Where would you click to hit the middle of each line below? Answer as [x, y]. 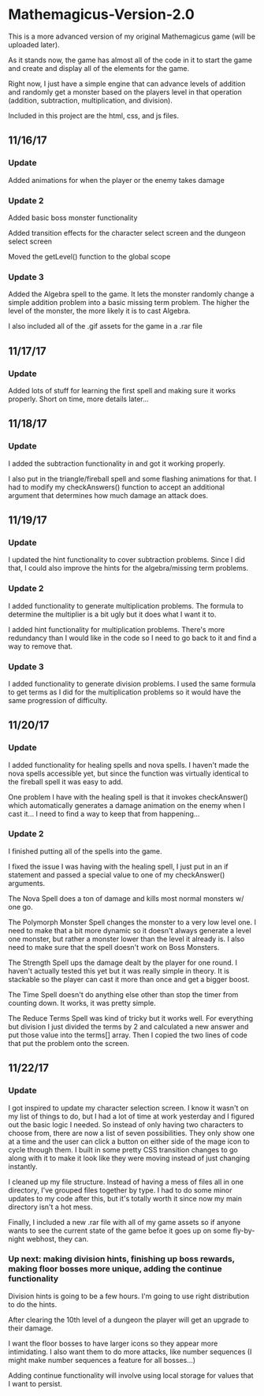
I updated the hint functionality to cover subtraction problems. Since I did [127, 560]
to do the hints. [33, 1304]
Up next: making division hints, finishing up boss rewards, [121, 1259]
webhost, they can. [58, 1238]
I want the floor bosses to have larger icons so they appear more [113, 1343]
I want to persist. [35, 1383]
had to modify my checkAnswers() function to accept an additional [117, 487]
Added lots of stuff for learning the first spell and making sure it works [122, 390]
